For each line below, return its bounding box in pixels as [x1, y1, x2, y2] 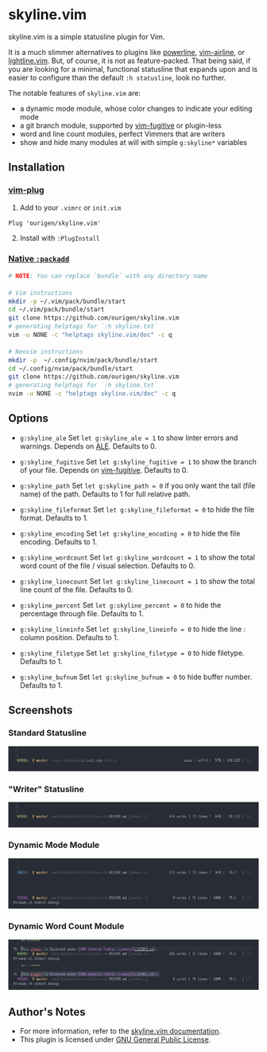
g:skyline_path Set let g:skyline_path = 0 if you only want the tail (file [19, 481, 256, 490]
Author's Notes [8, 1005, 86, 1019]
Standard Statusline [8, 728, 87, 739]
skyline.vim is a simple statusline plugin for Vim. [8, 32, 165, 41]
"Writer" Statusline [8, 783, 85, 795]
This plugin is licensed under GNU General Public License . [19, 1034, 211, 1045]
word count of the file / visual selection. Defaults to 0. [19, 560, 195, 571]
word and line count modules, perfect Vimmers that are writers [19, 129, 226, 139]
